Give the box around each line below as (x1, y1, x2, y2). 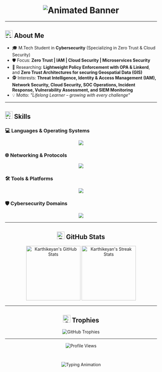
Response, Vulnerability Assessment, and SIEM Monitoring (12, 87, 134, 93)
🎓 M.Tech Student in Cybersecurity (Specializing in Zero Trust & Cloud (12, 45, 156, 50)
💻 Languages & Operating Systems (5, 128, 90, 134)
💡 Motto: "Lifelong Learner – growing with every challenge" (12, 92, 130, 98)
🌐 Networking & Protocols (5, 152, 67, 159)
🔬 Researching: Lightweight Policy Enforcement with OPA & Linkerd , (12, 64, 150, 70)
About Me (13, 32, 44, 40)
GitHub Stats (66, 233, 105, 241)
